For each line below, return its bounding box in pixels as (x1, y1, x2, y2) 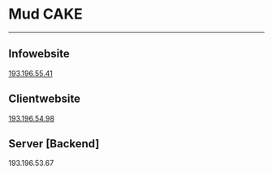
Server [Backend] (8, 137, 100, 151)
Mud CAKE (8, 5, 83, 23)
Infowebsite (8, 47, 71, 61)
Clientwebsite (8, 92, 81, 106)
